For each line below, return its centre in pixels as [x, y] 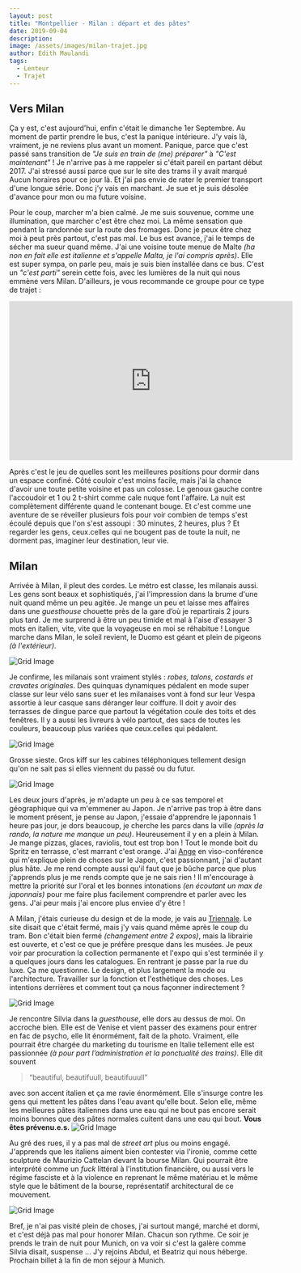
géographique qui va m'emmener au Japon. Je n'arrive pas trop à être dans [136, 809]
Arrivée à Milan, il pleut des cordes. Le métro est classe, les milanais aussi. [134, 586]
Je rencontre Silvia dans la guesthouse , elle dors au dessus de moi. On [127, 1019]
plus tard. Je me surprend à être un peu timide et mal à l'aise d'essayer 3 [131, 620]
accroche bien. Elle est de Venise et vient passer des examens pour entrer [133, 1027]
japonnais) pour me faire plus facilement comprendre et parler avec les [128, 894]
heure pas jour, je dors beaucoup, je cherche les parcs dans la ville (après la [136, 826]
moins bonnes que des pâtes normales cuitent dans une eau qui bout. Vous [136, 1119]
